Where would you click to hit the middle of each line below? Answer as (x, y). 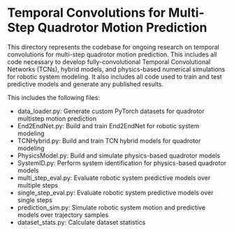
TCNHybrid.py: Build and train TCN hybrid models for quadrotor (109, 140)
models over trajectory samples (63, 215)
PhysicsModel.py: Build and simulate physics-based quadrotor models (119, 156)
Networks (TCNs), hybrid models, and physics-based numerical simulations (116, 69)
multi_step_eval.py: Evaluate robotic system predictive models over (114, 178)
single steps (35, 200)
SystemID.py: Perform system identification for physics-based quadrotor (122, 163)
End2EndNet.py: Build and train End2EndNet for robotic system (108, 126)
